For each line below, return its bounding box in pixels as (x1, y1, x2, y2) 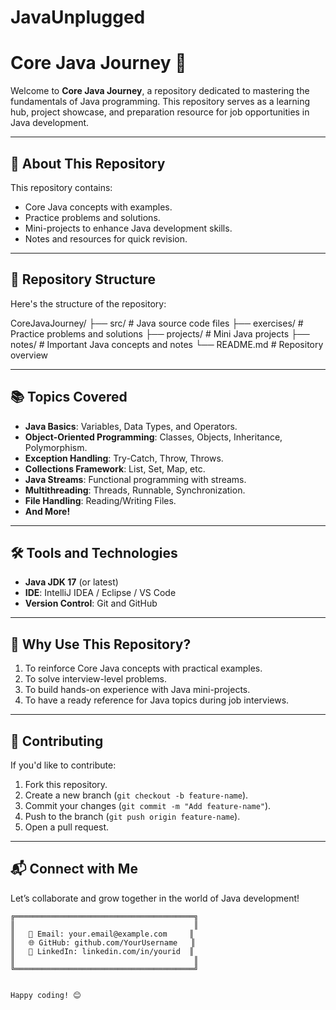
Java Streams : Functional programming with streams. (24, 473, 247, 485)
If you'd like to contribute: (10, 759, 117, 771)
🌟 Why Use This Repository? (10, 636, 192, 653)
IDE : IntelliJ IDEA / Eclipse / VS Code (24, 587, 177, 599)
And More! (24, 505, 71, 517)
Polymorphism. (24, 441, 88, 453)
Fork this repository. (24, 779, 108, 790)
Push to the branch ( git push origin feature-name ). (24, 811, 241, 822)
